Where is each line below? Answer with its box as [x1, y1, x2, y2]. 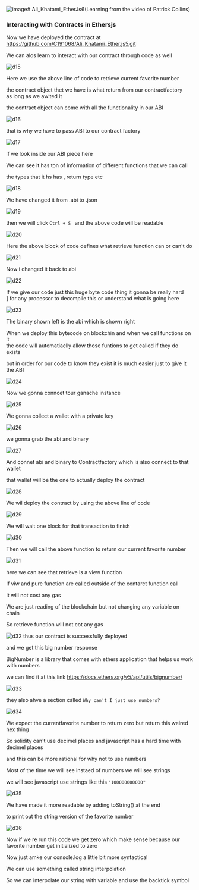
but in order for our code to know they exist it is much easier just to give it [6, 360, 187, 367]
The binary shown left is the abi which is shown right [6, 318, 135, 325]
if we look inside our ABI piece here [6, 151, 93, 158]
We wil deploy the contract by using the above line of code [6, 500, 150, 507]
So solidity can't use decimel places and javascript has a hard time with [6, 738, 181, 745]
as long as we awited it [6, 93, 62, 100]
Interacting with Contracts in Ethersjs [6, 20, 116, 29]
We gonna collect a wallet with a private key [6, 412, 114, 419]
